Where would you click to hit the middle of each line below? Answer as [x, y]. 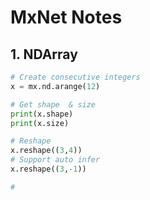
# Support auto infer [55, 160]
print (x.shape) [42, 114]
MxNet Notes [66, 17]
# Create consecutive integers [75, 77]
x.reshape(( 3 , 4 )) [46, 151]
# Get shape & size [53, 104]
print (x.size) [40, 123]
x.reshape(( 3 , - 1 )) [48, 169]
